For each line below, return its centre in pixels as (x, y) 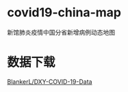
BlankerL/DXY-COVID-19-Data (50, 81)
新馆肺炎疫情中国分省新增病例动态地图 (61, 32)
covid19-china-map (64, 13)
